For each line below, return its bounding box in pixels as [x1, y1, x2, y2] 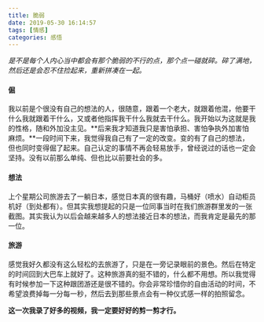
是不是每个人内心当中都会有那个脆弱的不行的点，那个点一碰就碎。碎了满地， [8, 56, 256, 65]
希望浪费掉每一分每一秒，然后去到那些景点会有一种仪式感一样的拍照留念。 [8, 288, 249, 298]
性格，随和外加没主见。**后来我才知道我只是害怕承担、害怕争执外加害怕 [14, 123, 250, 134]
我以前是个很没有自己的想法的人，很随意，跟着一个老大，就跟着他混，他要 [8, 104, 249, 114]
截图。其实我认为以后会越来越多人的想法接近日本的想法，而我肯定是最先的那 [8, 211, 256, 221]
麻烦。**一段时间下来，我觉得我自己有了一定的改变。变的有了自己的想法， [8, 134, 250, 143]
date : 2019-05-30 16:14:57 [8, 19, 97, 27]
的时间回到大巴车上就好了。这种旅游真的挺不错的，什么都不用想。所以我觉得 [8, 269, 256, 279]
